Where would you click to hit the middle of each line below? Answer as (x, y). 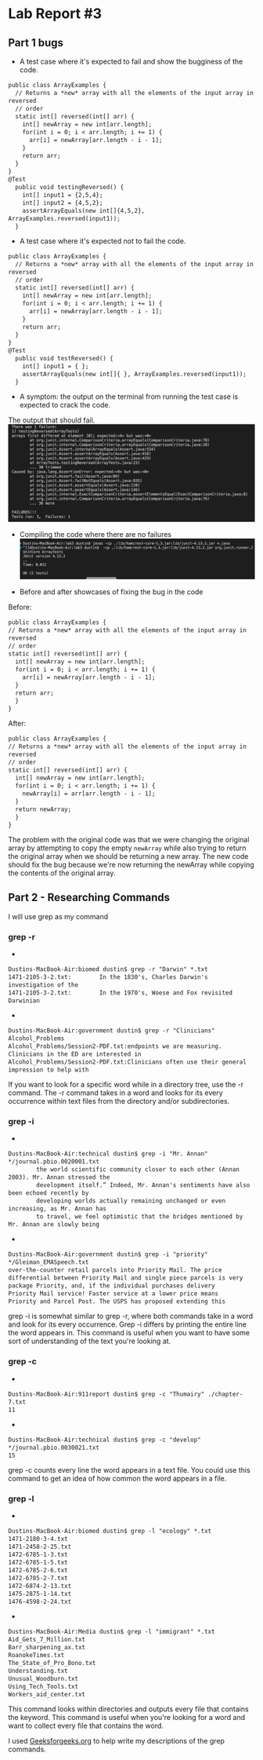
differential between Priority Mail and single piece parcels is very (126, 1278)
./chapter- (225, 1394)
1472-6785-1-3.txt (38, 1554)
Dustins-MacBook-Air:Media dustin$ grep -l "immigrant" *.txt (112, 1631)
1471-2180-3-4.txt (38, 1539)
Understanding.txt (38, 1671)
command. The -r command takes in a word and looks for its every (115, 1093)
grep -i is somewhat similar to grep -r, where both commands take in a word (130, 1316)
